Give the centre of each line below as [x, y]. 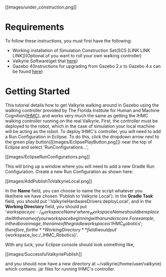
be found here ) [28, 71]
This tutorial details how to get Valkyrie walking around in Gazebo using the [82, 105]
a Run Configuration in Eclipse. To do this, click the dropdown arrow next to [82, 137]
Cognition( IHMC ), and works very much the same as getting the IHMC [77, 115]
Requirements [35, 27]
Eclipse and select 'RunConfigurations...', [47, 147]
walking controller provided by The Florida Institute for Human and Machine [82, 110]
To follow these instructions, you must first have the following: [69, 41]
